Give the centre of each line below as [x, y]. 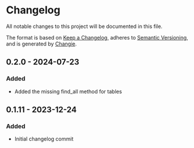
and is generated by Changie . [41, 44]
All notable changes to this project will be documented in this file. [84, 26]
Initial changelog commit [44, 139]
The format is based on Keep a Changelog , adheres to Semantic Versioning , [97, 37]
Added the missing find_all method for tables [68, 91]
